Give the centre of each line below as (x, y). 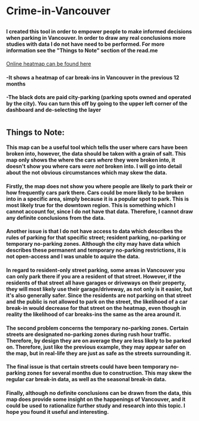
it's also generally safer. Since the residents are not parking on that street (99, 295)
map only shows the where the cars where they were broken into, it (91, 160)
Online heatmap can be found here (49, 64)
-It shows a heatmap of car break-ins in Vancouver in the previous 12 (93, 77)
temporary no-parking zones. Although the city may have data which (93, 244)
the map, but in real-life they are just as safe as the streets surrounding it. (99, 353)
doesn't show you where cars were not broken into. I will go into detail (94, 166)
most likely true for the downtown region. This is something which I (91, 205)
